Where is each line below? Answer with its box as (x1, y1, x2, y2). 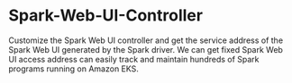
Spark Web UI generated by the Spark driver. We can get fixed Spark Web (8, 44, 283, 54)
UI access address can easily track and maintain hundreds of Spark (8, 54, 260, 64)
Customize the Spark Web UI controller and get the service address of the (8, 35, 284, 46)
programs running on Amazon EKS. (8, 63, 139, 74)
